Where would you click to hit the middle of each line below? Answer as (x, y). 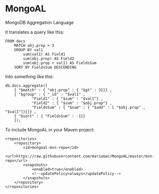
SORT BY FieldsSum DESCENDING (45, 67)
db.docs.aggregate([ (27, 86)
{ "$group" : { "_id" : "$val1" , (50, 94)
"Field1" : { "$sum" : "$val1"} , (67, 98)
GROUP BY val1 (29, 50)
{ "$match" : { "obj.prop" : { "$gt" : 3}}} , (63, 90)
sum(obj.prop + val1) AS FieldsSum (60, 63)
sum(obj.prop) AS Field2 (49, 58)
